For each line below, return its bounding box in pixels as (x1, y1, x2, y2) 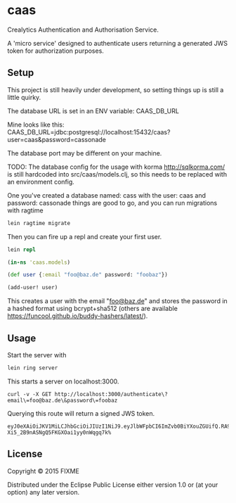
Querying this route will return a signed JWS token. (7, 409, 155, 417)
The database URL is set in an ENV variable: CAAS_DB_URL (7, 106, 179, 115)
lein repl (7, 246, 37, 253)
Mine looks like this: (7, 120, 65, 129)
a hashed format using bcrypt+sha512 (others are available (7, 305, 178, 313)
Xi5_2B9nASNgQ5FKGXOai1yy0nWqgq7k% (7, 428, 112, 436)
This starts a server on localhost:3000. (7, 377, 119, 386)
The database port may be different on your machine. (7, 148, 162, 157)
